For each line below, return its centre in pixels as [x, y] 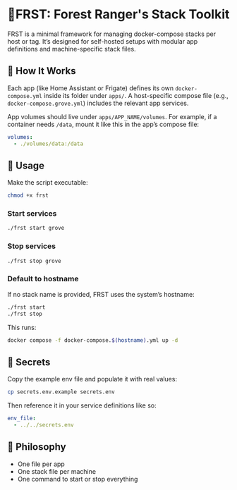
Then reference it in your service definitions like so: [82, 405]
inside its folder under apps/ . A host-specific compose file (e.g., [136, 95]
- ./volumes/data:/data [48, 144]
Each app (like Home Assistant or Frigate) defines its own [91, 88]
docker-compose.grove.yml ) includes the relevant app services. [98, 103]
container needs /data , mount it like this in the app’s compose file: [103, 124]
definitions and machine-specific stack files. [72, 49]
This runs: [22, 327]
